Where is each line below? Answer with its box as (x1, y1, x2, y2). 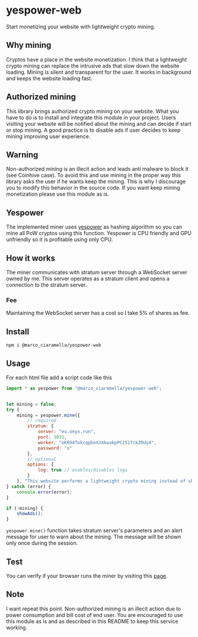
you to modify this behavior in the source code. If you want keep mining (6, 184, 181, 191)
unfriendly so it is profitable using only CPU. (6, 236, 113, 243)
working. (6, 624, 28, 631)
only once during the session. (6, 539, 78, 547)
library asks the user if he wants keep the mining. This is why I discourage (6, 178, 186, 185)
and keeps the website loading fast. (6, 74, 93, 82)
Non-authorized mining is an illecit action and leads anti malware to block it (6, 165, 189, 173)
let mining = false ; (6, 401, 57, 407)
